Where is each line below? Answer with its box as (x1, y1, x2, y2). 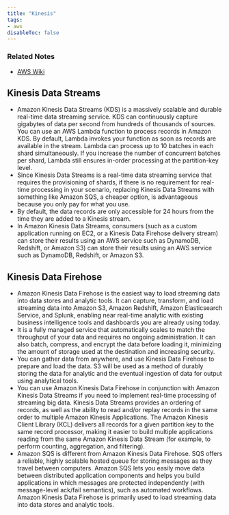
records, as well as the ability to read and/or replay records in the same (16, 406, 218, 414)
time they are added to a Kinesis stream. (16, 215, 131, 223)
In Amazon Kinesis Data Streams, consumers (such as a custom (16, 222, 198, 230)
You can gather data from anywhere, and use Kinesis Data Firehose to (16, 355, 215, 363)
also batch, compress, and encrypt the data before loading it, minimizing (16, 340, 222, 348)
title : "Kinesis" (7, 10, 57, 17)
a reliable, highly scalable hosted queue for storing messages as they (16, 457, 213, 465)
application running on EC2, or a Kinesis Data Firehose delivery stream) (16, 229, 219, 237)
